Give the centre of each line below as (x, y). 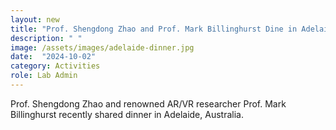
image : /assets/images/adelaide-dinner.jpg (102, 47)
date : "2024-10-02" (53, 57)
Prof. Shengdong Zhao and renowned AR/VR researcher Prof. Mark (148, 103)
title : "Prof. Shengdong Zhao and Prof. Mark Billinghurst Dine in (154, 29)
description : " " (46, 38)
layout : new (35, 19)
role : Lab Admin (44, 76)
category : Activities (55, 66)
